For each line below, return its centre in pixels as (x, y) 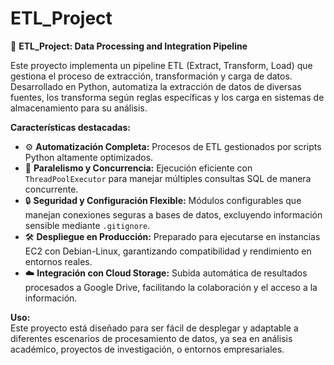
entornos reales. (58, 261)
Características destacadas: (70, 127)
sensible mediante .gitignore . (87, 225)
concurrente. (51, 189)
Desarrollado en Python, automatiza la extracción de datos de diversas (156, 86)
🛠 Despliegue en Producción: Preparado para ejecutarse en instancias (172, 236)
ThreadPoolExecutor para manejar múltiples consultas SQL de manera (168, 178)
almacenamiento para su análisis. (79, 108)
